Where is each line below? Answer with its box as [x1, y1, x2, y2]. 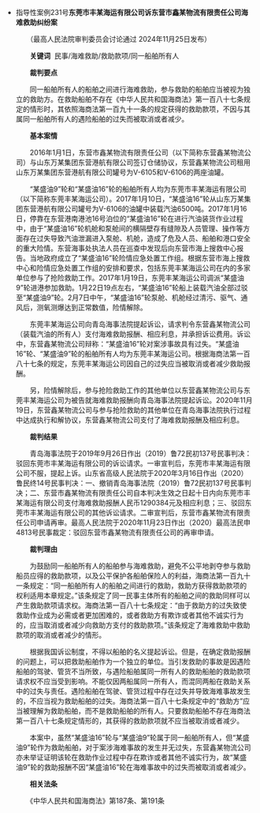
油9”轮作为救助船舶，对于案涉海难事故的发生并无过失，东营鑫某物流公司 [15, 743, 251, 752]
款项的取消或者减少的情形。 [15, 631, 106, 639]
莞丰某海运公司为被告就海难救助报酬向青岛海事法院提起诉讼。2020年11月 [15, 395, 253, 405]
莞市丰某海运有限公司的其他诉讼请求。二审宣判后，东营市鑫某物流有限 [15, 508, 244, 517]
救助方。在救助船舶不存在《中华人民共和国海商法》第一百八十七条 [29, 95, 244, 103]
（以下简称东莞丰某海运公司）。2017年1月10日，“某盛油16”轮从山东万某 [15, 194, 244, 204]
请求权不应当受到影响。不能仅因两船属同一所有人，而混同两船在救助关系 [15, 676, 251, 686]
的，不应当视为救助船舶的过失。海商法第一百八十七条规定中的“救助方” [15, 696, 243, 706]
